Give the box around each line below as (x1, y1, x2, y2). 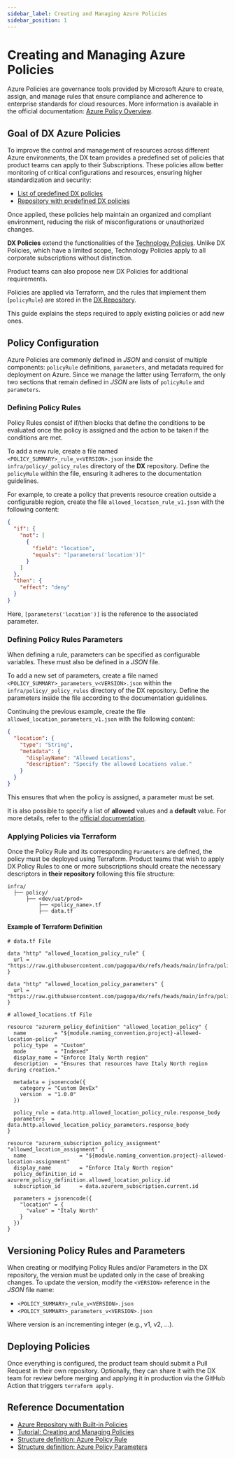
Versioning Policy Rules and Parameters (7, 1245, 185, 1256)
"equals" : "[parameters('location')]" (32, 551, 145, 559)
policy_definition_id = (13, 1170, 83, 1178)
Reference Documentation (7, 1401, 124, 1414)
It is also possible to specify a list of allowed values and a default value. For (7, 806, 227, 815)
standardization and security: (7, 176, 92, 184)
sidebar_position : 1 (7, 17, 68, 24)
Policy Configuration (7, 337, 99, 349)
